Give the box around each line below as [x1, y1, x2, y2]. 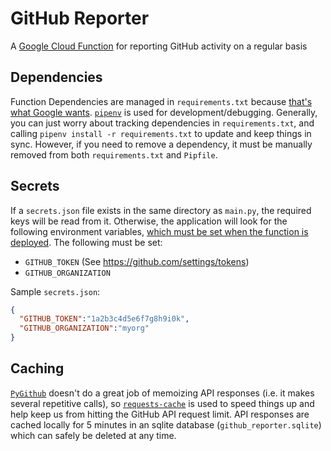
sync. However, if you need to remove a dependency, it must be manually [10, 138, 313, 150]
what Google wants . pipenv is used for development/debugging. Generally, [10, 106, 318, 118]
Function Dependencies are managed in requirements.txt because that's [10, 95, 313, 107]
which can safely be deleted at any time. [10, 429, 177, 441]
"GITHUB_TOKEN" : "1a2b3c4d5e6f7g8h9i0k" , [19, 314, 190, 324]
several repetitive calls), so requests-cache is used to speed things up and [10, 397, 315, 409]
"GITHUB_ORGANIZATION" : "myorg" [19, 323, 150, 334]
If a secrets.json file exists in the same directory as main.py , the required [10, 204, 312, 216]
